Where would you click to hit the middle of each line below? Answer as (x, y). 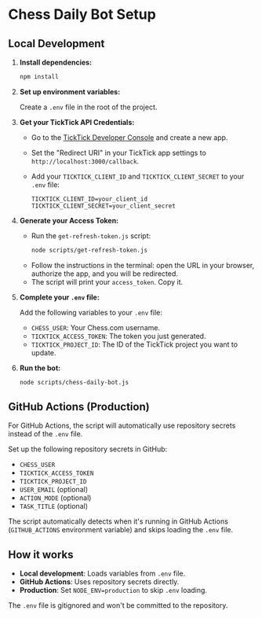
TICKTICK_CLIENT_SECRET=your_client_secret (104, 206)
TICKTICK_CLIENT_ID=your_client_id (89, 199)
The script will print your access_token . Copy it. (107, 281)
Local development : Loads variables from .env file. (102, 574)
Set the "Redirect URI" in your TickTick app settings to (118, 153)
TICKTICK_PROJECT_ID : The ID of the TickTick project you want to (134, 344)
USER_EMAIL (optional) (54, 490)
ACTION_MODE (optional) (55, 498)
